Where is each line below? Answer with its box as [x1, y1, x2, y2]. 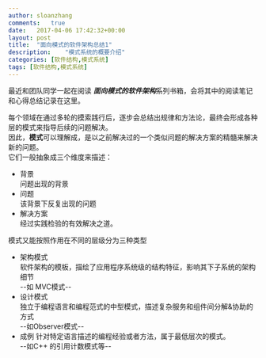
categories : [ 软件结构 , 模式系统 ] [8, 56, 109, 64]
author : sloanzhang [8, 11, 73, 20]
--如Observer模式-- [19, 322, 85, 331]
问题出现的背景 [19, 179, 69, 189]
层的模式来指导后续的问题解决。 [8, 122, 112, 131]
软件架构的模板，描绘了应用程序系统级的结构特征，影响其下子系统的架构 [19, 262, 256, 272]
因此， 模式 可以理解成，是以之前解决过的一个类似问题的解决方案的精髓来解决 [8, 132, 258, 142]
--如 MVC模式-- [19, 282, 72, 291]
